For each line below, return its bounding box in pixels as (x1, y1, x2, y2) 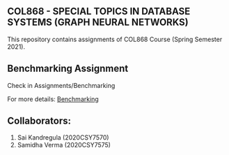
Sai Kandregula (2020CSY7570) (17, 133, 109, 142)
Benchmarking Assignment (7, 63, 129, 75)
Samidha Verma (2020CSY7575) (17, 141, 111, 149)
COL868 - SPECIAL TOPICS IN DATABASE (7, 6, 191, 17)
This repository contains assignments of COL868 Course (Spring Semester (7, 35, 223, 43)
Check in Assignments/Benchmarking (7, 81, 116, 89)
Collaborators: (7, 115, 72, 127)
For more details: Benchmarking (7, 94, 99, 103)
